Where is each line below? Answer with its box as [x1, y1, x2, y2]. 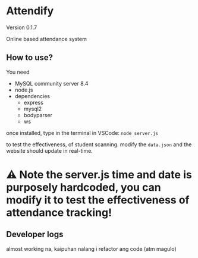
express [23, 99, 43, 106]
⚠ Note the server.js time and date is [6, 168, 192, 181]
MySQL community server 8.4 [14, 80, 89, 87]
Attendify [6, 4, 54, 18]
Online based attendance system [6, 35, 87, 42]
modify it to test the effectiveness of [6, 193, 190, 206]
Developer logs [6, 229, 64, 240]
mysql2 [23, 105, 42, 112]
